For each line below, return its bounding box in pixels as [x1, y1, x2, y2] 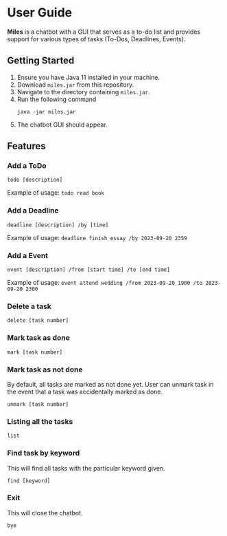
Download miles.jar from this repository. [16, 81, 134, 89]
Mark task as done [7, 333, 70, 343]
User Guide [7, 5, 73, 21]
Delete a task [7, 301, 51, 311]
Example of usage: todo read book [7, 189, 105, 197]
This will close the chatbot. [7, 508, 84, 517]
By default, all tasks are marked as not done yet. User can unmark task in [7, 380, 214, 388]
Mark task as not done [7, 365, 84, 374]
